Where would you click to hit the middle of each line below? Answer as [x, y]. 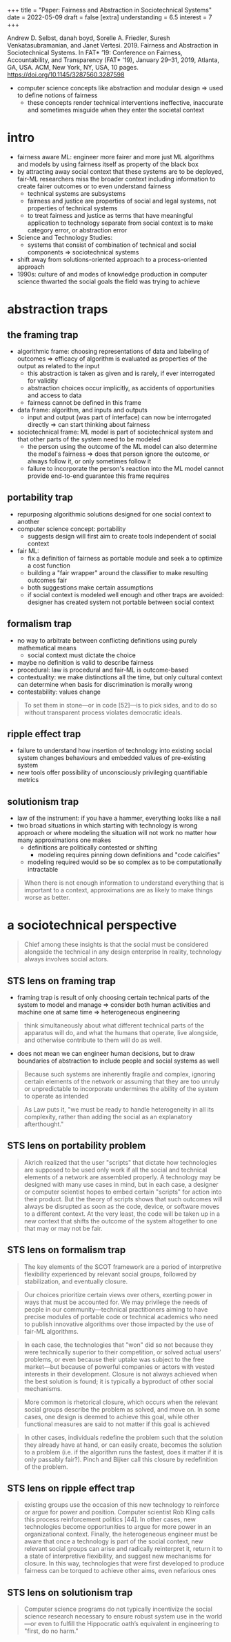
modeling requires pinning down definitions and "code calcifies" [129, 855]
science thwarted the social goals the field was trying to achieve [109, 281]
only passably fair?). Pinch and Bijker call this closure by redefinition [121, 1459]
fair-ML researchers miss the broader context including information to [116, 179]
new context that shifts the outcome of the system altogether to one [121, 1221]
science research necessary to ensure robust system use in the [114, 1616]
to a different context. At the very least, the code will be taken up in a [122, 1214]
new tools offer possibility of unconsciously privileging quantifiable [112, 772]
